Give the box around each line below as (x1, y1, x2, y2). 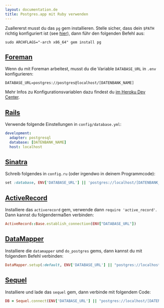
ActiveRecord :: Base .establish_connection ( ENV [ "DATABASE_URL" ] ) (5, 222, 137, 226)
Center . (5, 94, 20, 100)
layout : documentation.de (5, 7, 58, 12)
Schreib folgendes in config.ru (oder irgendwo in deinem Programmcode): (5, 171, 155, 177)
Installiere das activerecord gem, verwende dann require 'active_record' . (5, 207, 157, 213)
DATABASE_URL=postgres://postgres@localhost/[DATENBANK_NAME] (5, 81, 134, 85)
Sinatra (5, 158, 28, 166)
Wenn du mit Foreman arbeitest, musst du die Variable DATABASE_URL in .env (5, 66, 156, 72)
